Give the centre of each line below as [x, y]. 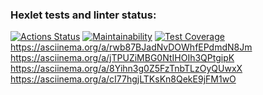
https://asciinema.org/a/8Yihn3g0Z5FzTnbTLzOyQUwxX [126, 69]
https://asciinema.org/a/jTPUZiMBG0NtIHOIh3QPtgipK [122, 58]
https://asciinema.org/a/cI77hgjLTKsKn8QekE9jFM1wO [123, 79]
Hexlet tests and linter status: [83, 15]
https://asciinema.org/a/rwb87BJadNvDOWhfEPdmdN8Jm [131, 47]
